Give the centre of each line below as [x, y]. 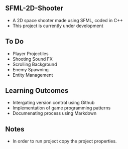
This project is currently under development [58, 26]
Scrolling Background [35, 64]
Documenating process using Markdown [54, 113]
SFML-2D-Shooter [34, 8]
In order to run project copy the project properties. [65, 141]
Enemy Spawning [31, 69]
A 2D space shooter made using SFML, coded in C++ [68, 20]
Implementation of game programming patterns [61, 108]
